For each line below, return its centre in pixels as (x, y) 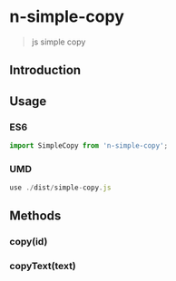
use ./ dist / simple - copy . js (60, 188)
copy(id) (29, 242)
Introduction (45, 70)
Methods (35, 216)
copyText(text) (43, 266)
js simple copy (59, 42)
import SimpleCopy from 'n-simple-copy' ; (89, 146)
